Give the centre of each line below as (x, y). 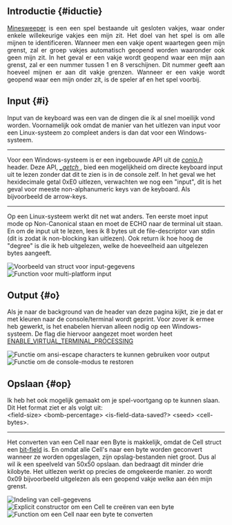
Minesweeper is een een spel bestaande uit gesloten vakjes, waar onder (116, 28)
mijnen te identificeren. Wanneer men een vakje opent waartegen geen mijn (116, 42)
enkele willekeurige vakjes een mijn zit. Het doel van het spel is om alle (116, 35)
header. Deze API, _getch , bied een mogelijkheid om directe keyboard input (115, 167)
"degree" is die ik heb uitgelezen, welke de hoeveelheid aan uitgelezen (108, 245)
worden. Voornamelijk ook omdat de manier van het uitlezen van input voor (114, 125)
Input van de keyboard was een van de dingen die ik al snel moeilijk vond (111, 117)
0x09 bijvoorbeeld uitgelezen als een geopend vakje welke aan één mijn (110, 479)
